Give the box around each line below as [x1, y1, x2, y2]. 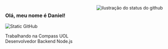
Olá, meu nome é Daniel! [5, 12, 66, 19]
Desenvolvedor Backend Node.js [5, 38, 73, 44]
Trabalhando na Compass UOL [5, 33, 68, 39]
